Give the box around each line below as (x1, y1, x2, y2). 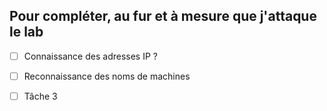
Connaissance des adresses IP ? (23, 50, 158, 62)
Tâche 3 (23, 90, 58, 102)
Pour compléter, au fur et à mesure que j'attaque (9, 8, 317, 25)
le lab (9, 24, 44, 41)
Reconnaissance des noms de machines (23, 70, 191, 82)
